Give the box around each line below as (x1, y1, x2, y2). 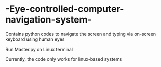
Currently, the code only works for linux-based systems (5, 56, 122, 62)
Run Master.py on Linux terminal (5, 46, 73, 52)
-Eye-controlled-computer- (5, 3, 124, 15)
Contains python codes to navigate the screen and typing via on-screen (5, 31, 156, 37)
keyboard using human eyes (5, 36, 65, 42)
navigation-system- (5, 14, 92, 26)
